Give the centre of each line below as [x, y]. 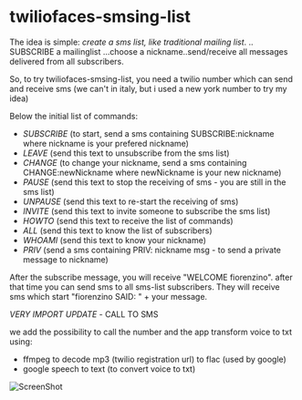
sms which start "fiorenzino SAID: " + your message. [109, 296]
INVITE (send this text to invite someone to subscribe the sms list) [146, 210]
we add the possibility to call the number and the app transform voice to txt [151, 332]
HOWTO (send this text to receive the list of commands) [128, 221]
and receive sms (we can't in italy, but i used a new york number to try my [148, 88]
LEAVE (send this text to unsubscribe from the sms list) [126, 153]
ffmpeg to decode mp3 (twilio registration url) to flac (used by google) [155, 359]
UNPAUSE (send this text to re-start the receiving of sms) [130, 201]
